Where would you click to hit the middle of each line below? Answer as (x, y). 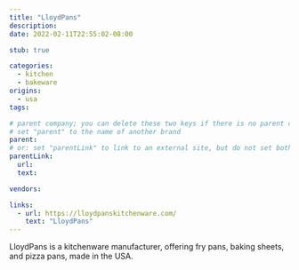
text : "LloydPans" (59, 222)
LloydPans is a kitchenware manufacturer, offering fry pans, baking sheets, (147, 247)
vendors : (25, 189)
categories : (31, 66)
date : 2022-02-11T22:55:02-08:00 (71, 34)
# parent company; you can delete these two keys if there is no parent (147, 123)
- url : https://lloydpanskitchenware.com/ (97, 213)
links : (21, 205)
